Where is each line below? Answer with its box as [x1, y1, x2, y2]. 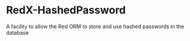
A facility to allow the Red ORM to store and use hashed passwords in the [6, 23, 185, 30]
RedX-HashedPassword [6, 4, 126, 17]
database [6, 29, 30, 36]
